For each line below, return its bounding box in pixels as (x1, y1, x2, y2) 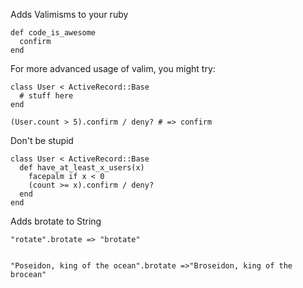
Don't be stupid (10, 135, 74, 146)
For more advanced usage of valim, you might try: (10, 63, 216, 74)
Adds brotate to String (10, 215, 102, 227)
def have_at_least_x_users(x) (19, 163, 145, 173)
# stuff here (19, 91, 74, 101)
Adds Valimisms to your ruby (10, 9, 129, 20)
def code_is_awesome (10, 28, 97, 38)
